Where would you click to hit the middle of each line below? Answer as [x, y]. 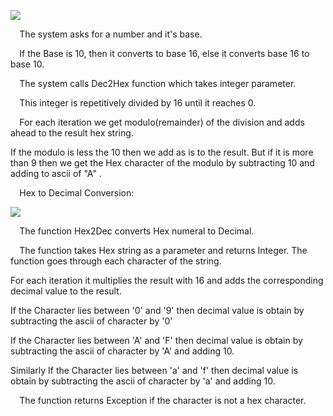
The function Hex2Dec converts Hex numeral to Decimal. [137, 231]
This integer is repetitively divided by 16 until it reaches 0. [138, 103]
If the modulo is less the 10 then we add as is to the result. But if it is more [162, 152]
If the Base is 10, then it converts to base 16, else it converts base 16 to [164, 53]
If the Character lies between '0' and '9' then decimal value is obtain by [157, 310]
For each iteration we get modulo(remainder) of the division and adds [162, 122]
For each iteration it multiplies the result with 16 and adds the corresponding [167, 280]
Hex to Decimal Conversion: [77, 193]
